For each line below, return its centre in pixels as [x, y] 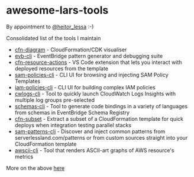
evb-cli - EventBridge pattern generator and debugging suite [89, 56]
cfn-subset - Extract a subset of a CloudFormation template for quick [99, 118]
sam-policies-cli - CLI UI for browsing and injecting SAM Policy [91, 75]
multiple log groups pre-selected [54, 100]
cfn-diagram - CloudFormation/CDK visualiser [71, 49]
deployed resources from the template [61, 68]
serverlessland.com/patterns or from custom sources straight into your [101, 137]
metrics [24, 156]
